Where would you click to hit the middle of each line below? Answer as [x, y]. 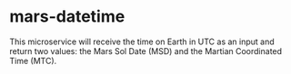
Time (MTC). [33, 60]
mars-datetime [67, 17]
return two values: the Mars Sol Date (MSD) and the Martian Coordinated [146, 51]
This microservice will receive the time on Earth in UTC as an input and [142, 42]
